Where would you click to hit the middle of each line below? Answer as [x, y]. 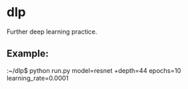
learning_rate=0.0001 [37, 78]
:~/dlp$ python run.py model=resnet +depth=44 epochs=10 [94, 70]
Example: [28, 54]
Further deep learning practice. [52, 32]
